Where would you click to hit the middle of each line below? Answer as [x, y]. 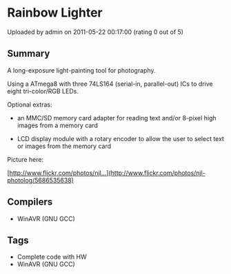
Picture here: [25, 159]
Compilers [30, 202]
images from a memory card [57, 125]
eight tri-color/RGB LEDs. [43, 91]
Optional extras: [30, 104]
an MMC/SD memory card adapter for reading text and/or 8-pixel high [117, 118]
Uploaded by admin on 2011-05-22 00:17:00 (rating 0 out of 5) [96, 32]
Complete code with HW [52, 257]
